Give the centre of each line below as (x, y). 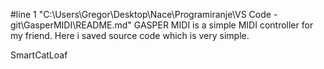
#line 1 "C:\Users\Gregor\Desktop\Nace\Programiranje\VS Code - (144, 14)
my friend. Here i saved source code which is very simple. (130, 35)
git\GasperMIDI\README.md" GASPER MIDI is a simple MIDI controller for (162, 25)
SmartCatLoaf (39, 55)
